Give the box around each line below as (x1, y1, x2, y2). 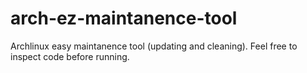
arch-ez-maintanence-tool (10, 7, 238, 30)
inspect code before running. (10, 50, 130, 62)
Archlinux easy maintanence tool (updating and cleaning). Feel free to (10, 40, 298, 52)
